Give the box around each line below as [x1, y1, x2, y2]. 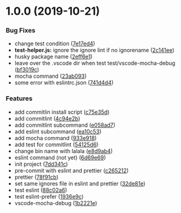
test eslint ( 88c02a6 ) [14, 186, 68, 193]
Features [5, 94, 33, 103]
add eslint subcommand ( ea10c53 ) [14, 127, 102, 135]
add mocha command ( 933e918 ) [14, 134, 97, 141]
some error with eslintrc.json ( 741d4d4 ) [14, 79, 114, 86]
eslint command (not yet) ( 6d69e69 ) [14, 154, 106, 161]
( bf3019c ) [14, 66, 40, 73]
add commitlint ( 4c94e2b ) [14, 114, 80, 122]
